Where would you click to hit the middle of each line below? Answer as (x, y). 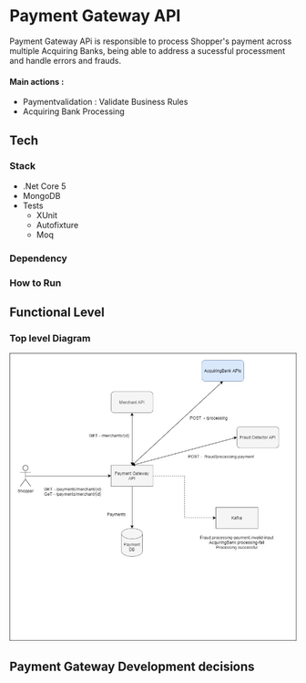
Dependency (39, 258)
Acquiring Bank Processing (73, 111)
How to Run (36, 282)
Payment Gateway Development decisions (132, 666)
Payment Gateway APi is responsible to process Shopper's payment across (151, 41)
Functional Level (57, 313)
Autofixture (57, 225)
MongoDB (41, 195)
